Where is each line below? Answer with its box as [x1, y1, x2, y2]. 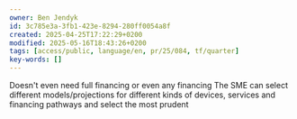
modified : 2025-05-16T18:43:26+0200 [9, 38, 147, 48]
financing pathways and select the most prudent [9, 99, 189, 109]
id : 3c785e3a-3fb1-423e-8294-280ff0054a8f [9, 22, 171, 31]
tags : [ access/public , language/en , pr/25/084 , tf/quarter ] [9, 47, 240, 56]
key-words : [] [9, 55, 63, 64]
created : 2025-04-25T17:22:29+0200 [9, 30, 143, 39]
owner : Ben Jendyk [9, 13, 78, 23]
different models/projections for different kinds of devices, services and [9, 89, 276, 100]
